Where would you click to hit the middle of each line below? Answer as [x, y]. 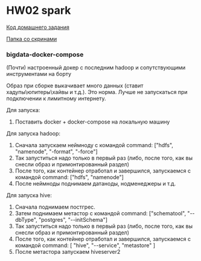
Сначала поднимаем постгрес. [55, 207]
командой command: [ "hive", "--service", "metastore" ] [85, 245]
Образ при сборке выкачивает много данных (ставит [75, 86]
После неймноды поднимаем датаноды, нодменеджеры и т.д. [95, 184]
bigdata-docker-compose [45, 54]
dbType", [26, 220]
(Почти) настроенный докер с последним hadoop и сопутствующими [96, 68]
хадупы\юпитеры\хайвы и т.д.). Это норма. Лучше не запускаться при [97, 92]
